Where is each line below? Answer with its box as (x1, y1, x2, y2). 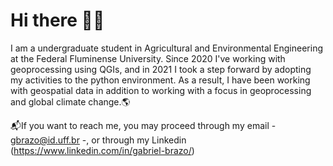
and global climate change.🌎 (10, 95, 131, 108)
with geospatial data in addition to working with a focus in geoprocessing (10, 84, 312, 96)
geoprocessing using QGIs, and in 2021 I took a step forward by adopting (10, 63, 312, 75)
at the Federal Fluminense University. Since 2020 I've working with (10, 52, 286, 64)
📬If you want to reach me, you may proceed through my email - (10, 119, 277, 131)
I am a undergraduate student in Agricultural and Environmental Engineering (10, 42, 323, 54)
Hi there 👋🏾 (10, 9, 105, 32)
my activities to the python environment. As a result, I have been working (10, 74, 311, 86)
